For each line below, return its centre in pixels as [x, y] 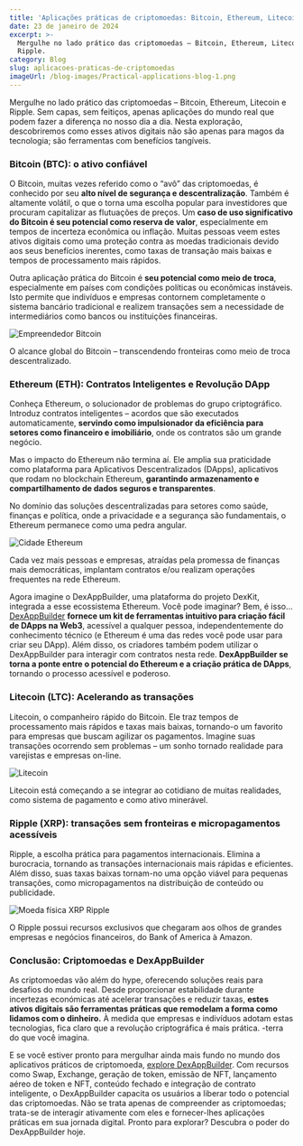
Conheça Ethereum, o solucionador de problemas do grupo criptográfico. [146, 404]
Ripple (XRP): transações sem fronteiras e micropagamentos [145, 823]
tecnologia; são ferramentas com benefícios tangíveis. [110, 140]
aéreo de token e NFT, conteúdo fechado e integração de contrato [133, 1084]
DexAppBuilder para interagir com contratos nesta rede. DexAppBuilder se [149, 655]
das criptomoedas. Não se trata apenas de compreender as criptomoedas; [148, 1104]
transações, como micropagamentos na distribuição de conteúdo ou [137, 882]
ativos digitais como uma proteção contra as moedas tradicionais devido [144, 241]
